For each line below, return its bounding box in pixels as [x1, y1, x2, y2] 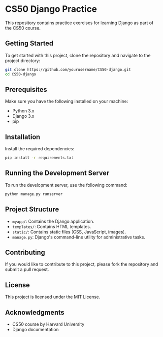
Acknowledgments [5, 308, 65, 316]
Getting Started [5, 39, 54, 48]
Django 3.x [12, 113, 34, 119]
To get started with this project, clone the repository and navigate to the [5, 52, 151, 58]
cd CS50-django [5, 71, 36, 77]
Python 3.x [12, 108, 34, 114]
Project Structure [5, 205, 59, 214]
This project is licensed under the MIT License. [5, 294, 100, 300]
